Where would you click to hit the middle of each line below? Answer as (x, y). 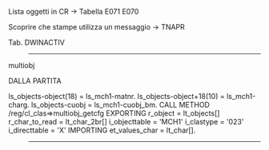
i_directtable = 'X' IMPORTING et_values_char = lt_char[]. (102, 130)
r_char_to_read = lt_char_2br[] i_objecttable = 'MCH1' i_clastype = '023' (126, 122)
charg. (19, 105)
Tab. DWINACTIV (37, 42)
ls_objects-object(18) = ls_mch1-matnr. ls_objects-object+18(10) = (117, 96)
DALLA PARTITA (35, 81)
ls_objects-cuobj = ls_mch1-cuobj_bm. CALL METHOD (120, 105)
